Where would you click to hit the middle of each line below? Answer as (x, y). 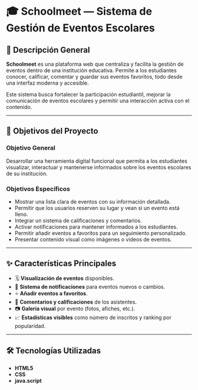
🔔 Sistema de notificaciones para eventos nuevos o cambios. (90, 286)
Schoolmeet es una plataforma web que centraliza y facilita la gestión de (95, 64)
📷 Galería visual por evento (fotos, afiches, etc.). (75, 308)
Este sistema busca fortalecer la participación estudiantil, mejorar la (88, 94)
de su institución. (27, 173)
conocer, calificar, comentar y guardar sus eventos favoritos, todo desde (94, 77)
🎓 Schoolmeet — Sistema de (79, 12)
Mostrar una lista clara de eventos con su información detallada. (93, 201)
